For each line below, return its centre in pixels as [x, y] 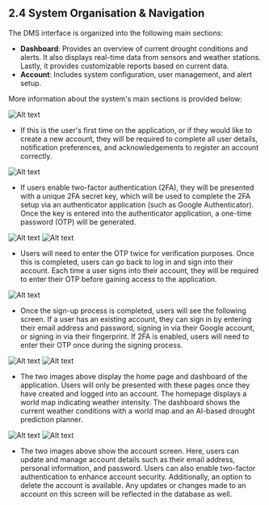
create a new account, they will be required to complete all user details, [139, 139]
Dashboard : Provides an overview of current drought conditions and [134, 49]
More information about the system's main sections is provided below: [125, 98]
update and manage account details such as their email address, [128, 459]
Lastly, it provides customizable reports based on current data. [124, 66]
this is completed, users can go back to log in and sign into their [126, 262]
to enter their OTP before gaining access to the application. [118, 279]
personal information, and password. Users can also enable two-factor [138, 468]
